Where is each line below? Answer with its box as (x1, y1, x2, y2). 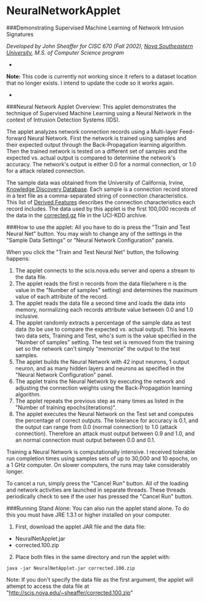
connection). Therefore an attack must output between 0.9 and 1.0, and (15, 430, 195, 437)
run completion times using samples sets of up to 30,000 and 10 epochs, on (6, 455, 197, 462)
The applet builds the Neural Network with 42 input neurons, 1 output (15, 358, 189, 365)
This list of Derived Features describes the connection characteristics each (6, 198, 195, 206)
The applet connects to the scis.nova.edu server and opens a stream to (15, 266, 195, 274)
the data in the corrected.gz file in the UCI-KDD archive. (6, 211, 148, 218)
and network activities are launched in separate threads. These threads (6, 486, 186, 493)
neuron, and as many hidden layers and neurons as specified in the (15, 365, 184, 372)
